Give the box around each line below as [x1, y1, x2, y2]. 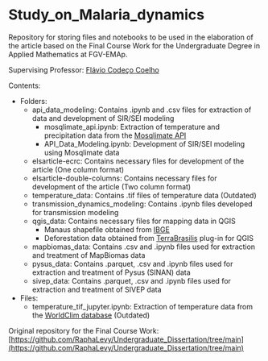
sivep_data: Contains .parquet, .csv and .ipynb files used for [31, 276, 232, 285]
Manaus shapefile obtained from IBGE [43, 224, 171, 234]
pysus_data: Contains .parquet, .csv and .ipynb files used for [31, 259, 233, 268]
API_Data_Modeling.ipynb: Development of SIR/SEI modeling [43, 139, 245, 148]
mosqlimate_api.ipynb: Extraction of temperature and [43, 122, 220, 131]
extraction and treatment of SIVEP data [31, 284, 163, 294]
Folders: [19, 96, 47, 106]
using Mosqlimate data [43, 147, 120, 157]
